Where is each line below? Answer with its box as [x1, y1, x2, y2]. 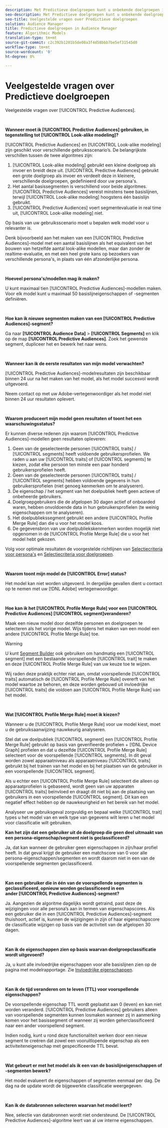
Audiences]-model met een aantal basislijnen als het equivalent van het [5, 240, 152, 246]
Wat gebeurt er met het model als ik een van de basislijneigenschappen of [5, 1062, 162, 1069]
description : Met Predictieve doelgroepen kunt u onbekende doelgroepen [5, 7, 160, 13]
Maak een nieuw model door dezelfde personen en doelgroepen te [5, 620, 143, 626]
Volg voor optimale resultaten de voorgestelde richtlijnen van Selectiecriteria [5, 546, 163, 552]
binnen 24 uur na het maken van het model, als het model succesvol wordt [5, 376, 159, 382]
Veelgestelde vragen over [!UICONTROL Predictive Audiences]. [5, 107, 136, 113]
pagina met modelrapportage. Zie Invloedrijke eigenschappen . [5, 967, 133, 973]
